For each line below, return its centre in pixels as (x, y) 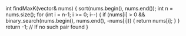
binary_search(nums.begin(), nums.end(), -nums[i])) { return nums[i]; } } (93, 21)
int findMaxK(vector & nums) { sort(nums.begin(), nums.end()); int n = (89, 8)
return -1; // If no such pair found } (47, 27)
